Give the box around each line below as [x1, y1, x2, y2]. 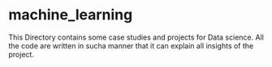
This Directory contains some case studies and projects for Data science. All [8, 32, 264, 42]
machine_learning [8, 6, 133, 24]
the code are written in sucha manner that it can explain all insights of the [8, 40, 254, 50]
